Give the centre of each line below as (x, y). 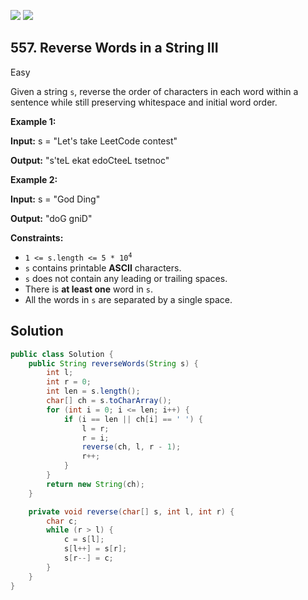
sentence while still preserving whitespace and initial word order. (144, 102)
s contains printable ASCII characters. (103, 267)
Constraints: (37, 237)
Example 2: (34, 179)
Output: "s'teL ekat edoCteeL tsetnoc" (90, 160)
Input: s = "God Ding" (55, 199)
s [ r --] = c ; (88, 558)
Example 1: (33, 121)
